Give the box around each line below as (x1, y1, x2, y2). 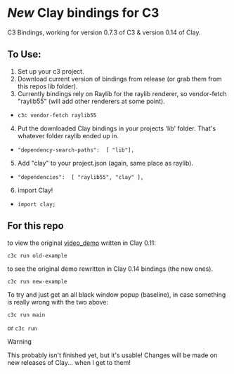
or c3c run (7, 323, 37, 332)
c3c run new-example (7, 278, 68, 285)
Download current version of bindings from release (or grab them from (17, 74, 223, 83)
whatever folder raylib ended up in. (17, 131, 119, 140)
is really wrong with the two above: (7, 298, 109, 306)
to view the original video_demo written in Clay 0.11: (7, 239, 157, 247)
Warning (7, 337, 32, 345)
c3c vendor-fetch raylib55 (17, 112, 97, 119)
